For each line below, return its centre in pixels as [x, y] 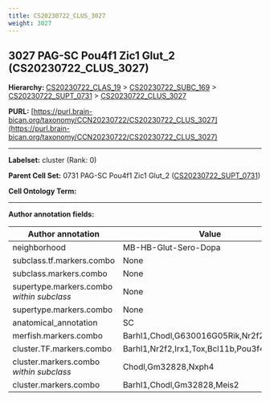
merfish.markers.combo [57, 336]
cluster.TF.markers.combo [62, 349]
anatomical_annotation [55, 323]
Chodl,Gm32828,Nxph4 [168, 367]
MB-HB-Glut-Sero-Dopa [172, 248]
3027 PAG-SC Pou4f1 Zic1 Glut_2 [92, 56]
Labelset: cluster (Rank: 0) [53, 160]
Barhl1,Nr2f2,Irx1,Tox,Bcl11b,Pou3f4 [194, 349]
